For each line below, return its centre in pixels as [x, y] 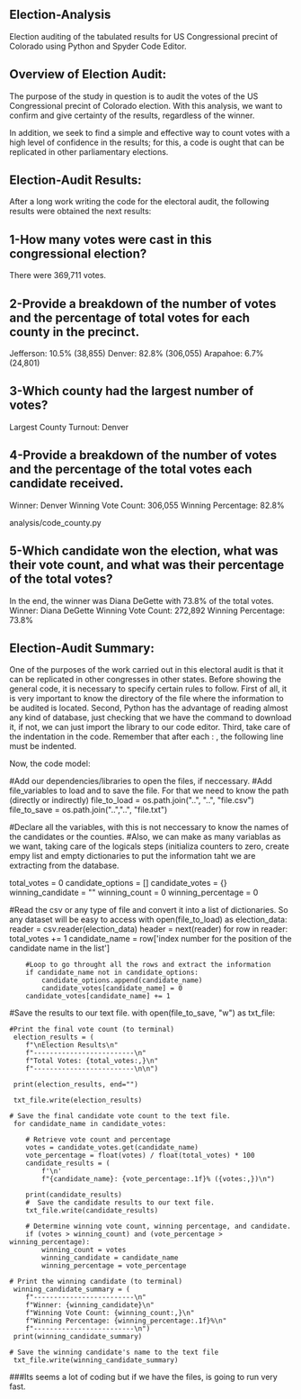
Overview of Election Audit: [88, 74]
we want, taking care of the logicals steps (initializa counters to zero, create [149, 846]
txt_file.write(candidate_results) [92, 1211]
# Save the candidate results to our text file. [120, 1203]
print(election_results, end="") [76, 1085]
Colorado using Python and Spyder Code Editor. [98, 46]
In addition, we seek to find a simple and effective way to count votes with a [150, 132]
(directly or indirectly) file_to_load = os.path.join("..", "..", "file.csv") [132, 800]
